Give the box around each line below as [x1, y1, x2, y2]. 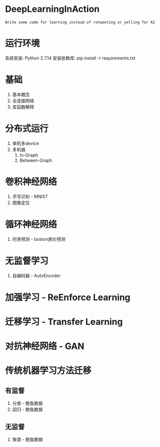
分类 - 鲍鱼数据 [12, 401, 43, 406]
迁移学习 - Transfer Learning [5, 316, 123, 327]
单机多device [12, 140, 39, 146]
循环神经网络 [5, 219, 58, 230]
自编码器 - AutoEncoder [12, 272, 61, 278]
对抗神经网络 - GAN [5, 341, 85, 352]
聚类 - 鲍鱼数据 [12, 436, 43, 442]
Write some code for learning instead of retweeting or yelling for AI [5, 20, 155, 25]
